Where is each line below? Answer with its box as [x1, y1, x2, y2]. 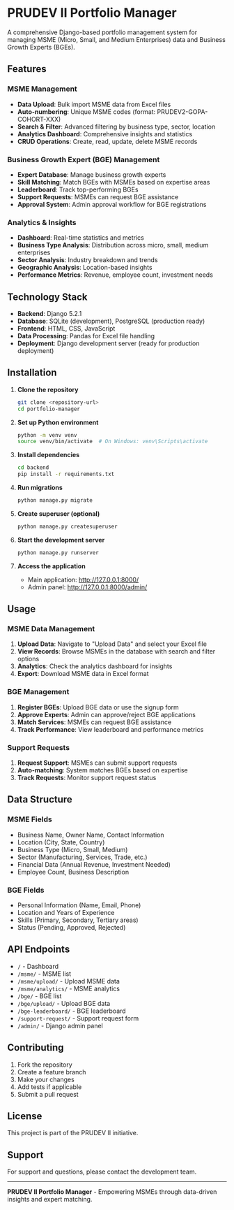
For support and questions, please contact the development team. [7, 1167, 197, 1176]
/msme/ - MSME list [17, 970, 72, 978]
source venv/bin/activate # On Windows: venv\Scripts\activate [17, 438, 208, 445]
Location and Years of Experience [17, 908, 115, 916]
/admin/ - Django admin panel [17, 1021, 103, 1030]
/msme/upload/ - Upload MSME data [17, 977, 120, 985]
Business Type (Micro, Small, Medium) [17, 845, 128, 854]
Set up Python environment [17, 418, 99, 426]
